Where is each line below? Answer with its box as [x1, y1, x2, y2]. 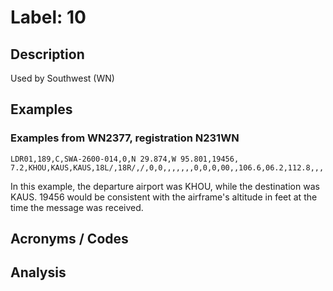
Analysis [10, 264, 67, 281]
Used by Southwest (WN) [10, 72, 115, 84]
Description [10, 46, 85, 63]
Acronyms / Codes [10, 231, 129, 248]
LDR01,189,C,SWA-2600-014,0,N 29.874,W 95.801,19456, [10, 154, 240, 164]
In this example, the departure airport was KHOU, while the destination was [10, 180, 320, 192]
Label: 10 [10, 6, 87, 29]
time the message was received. [10, 201, 144, 213]
